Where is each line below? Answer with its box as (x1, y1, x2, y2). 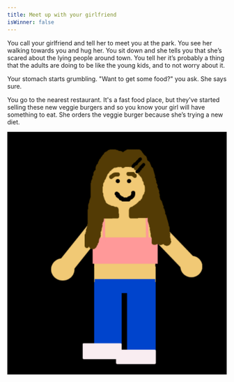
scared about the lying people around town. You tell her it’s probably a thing (7, 53, 225, 62)
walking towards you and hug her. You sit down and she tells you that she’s (7, 46, 222, 54)
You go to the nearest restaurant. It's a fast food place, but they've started (7, 95, 220, 104)
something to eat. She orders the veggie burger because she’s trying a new (7, 110, 224, 119)
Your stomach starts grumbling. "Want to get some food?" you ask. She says (7, 74, 227, 83)
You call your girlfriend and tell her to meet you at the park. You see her (7, 38, 212, 47)
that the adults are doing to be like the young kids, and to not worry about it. (7, 61, 225, 69)
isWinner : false (7, 18, 54, 26)
